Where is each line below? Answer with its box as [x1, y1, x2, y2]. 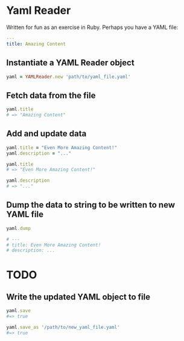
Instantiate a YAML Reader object [6, 58, 135, 68]
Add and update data [6, 129, 87, 139]
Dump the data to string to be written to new [6, 200, 175, 210]
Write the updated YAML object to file [6, 292, 151, 302]
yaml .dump [6, 225, 31, 231]
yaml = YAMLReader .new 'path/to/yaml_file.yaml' [6, 74, 131, 80]
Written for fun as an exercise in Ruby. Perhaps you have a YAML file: [6, 24, 179, 31]
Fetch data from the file [6, 90, 96, 100]
